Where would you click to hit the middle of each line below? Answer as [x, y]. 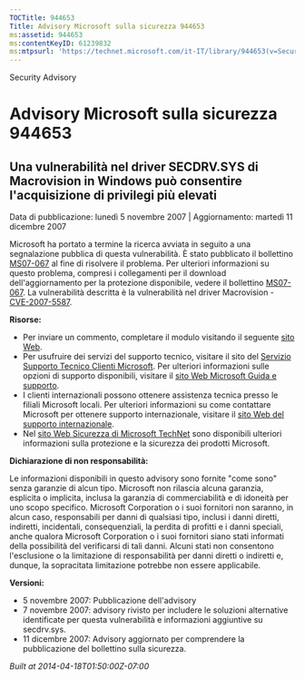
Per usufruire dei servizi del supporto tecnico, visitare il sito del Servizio [157, 357]
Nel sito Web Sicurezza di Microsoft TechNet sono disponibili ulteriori [152, 434]
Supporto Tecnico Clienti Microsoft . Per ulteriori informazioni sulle [146, 366]
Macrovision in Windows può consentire [126, 181]
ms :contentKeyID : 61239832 [60, 43]
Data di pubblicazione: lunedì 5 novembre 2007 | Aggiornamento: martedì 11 [151, 217]
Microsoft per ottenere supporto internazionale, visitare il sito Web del [153, 415]
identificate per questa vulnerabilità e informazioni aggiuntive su [143, 620]
